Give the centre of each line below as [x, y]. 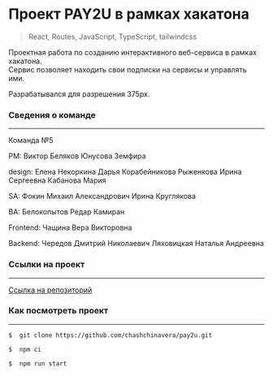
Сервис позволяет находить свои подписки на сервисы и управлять [128, 69]
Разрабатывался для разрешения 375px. [79, 93]
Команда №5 [31, 140]
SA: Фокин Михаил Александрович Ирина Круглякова [102, 197]
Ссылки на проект [47, 265]
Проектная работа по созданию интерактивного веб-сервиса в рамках [133, 52]
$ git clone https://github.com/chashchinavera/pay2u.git [110, 335]
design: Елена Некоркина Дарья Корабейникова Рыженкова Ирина [125, 172]
